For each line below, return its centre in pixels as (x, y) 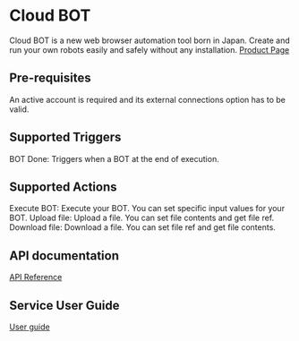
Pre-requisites (50, 78)
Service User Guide (64, 305)
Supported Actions (63, 187)
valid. (19, 109)
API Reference (36, 277)
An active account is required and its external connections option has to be (148, 99)
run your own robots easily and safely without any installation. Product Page (149, 49)
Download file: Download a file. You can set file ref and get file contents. (142, 227)
